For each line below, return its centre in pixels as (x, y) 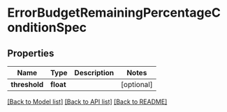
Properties (31, 53)
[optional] (137, 85)
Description (94, 73)
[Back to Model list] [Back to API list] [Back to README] (87, 102)
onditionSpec (47, 27)
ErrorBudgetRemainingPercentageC (114, 13)
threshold (27, 85)
